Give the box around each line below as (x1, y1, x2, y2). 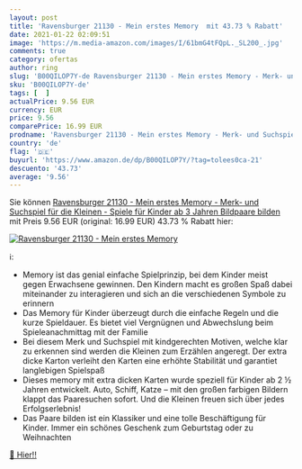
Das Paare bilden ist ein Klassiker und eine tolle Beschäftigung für (22, 413, 267, 424)
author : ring (9, 64, 58, 73)
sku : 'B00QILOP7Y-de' (9, 80, 91, 89)
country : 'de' (9, 139, 63, 148)
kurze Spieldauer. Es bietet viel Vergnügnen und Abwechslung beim (22, 317, 274, 329)
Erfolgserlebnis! (22, 403, 82, 414)
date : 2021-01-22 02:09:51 (9, 30, 111, 39)
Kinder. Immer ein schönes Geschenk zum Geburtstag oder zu (22, 422, 254, 433)
